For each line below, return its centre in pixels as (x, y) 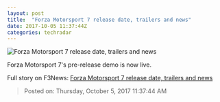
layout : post (26, 13)
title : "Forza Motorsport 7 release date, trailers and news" (99, 20)
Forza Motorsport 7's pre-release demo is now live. (80, 65)
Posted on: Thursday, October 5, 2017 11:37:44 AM (95, 91)
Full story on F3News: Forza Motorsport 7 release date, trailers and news (110, 78)
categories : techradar (39, 32)
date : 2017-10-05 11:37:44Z (47, 26)
